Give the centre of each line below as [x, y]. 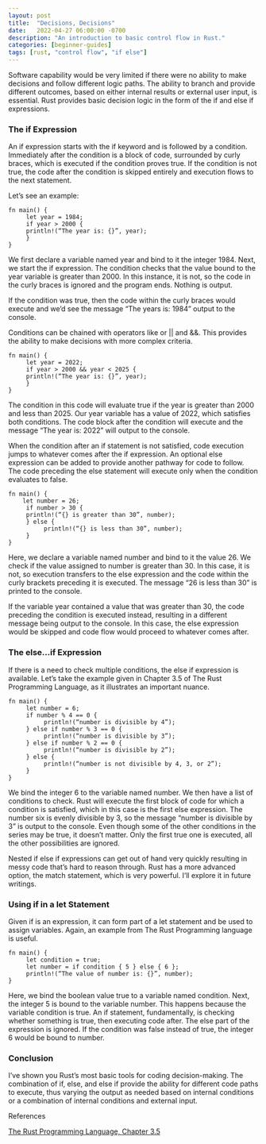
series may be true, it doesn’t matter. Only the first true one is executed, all [130, 834]
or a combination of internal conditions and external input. [103, 1101]
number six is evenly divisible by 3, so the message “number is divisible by [130, 818]
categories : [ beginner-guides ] [60, 45]
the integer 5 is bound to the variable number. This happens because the [127, 1003]
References [27, 1116]
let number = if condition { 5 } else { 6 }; [102, 967]
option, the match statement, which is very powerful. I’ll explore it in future [130, 875]
